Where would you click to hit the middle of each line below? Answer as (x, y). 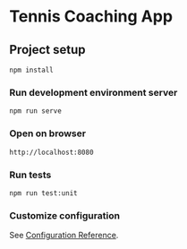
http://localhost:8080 (51, 152)
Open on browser (48, 133)
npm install (31, 70)
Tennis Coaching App (91, 17)
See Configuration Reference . (64, 236)
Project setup (48, 50)
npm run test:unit (43, 193)
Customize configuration (65, 215)
